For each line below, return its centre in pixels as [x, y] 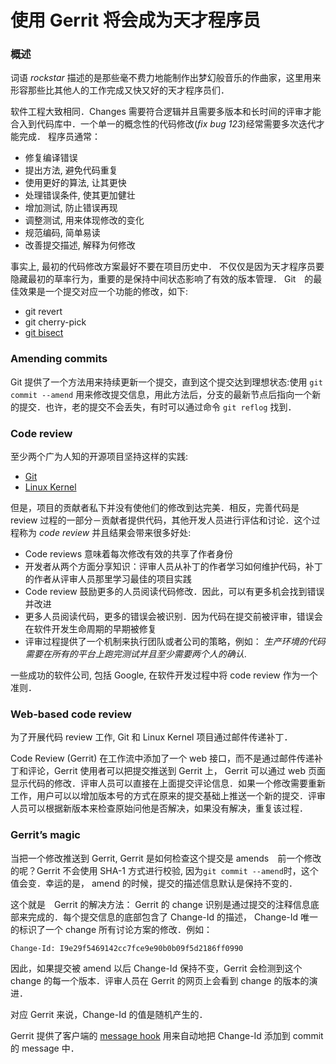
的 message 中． [45, 1048]
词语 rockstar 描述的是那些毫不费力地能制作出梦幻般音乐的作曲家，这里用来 [166, 78]
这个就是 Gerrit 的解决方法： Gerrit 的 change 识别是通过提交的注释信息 [160, 904]
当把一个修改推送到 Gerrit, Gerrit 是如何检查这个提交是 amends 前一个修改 [166, 858]
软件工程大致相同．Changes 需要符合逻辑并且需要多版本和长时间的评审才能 [166, 112]
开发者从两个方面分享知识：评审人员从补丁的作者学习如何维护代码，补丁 [173, 567]
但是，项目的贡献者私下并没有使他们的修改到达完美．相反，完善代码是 [155, 508]
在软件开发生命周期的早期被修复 [90, 629]
